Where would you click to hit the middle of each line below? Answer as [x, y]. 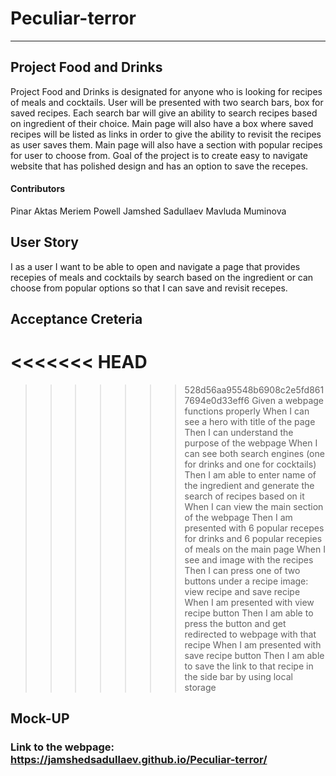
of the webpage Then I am [238, 518]
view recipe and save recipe [242, 592]
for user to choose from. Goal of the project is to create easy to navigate [159, 155]
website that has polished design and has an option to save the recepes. [159, 166]
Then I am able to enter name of [250, 475]
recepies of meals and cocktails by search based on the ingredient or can [162, 277]
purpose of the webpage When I [251, 443]
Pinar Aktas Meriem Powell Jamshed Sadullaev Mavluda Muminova [148, 211]
